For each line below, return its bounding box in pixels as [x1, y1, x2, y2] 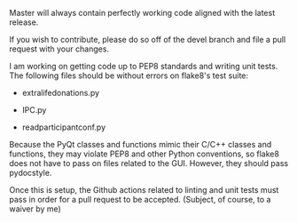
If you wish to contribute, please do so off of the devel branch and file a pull [9, 35, 286, 44]
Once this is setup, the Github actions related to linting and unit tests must [9, 185, 279, 195]
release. [9, 17, 39, 28]
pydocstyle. [9, 168, 52, 178]
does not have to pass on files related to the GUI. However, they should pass [9, 158, 289, 168]
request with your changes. [9, 44, 109, 54]
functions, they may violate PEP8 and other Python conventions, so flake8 [9, 148, 279, 159]
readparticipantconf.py [21, 122, 106, 132]
